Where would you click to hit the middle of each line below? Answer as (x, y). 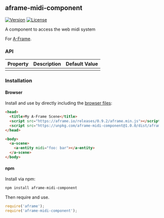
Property (18, 64)
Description (47, 64)
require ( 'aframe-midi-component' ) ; (41, 211)
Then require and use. (27, 198)
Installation (19, 81)
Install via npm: (20, 179)
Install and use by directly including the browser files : (59, 103)
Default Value (82, 64)
